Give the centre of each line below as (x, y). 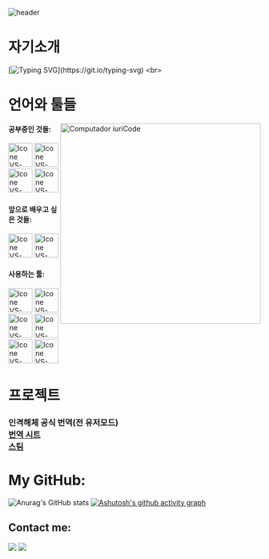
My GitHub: (47, 480)
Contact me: (40, 528)
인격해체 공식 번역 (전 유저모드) (63, 423)
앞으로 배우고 (29, 209)
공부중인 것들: (30, 129)
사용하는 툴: (27, 274)
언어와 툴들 (42, 105)
